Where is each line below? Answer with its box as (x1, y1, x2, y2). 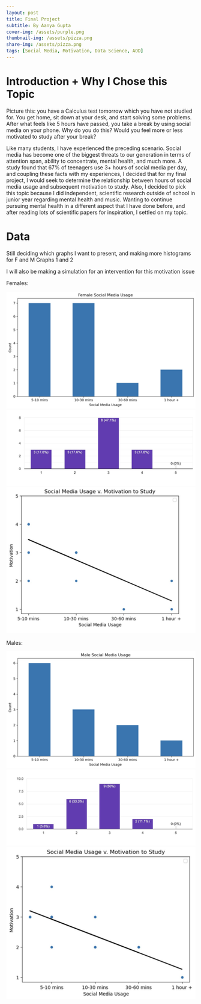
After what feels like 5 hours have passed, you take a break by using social (6, 120, 191, 127)
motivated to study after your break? (6, 133, 97, 140)
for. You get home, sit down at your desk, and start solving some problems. (6, 113, 192, 121)
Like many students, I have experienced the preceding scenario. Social (6, 145, 181, 152)
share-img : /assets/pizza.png (6, 42, 82, 48)
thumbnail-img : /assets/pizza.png (6, 35, 93, 42)
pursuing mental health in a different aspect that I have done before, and (6, 202, 185, 209)
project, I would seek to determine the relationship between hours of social (6, 177, 191, 184)
